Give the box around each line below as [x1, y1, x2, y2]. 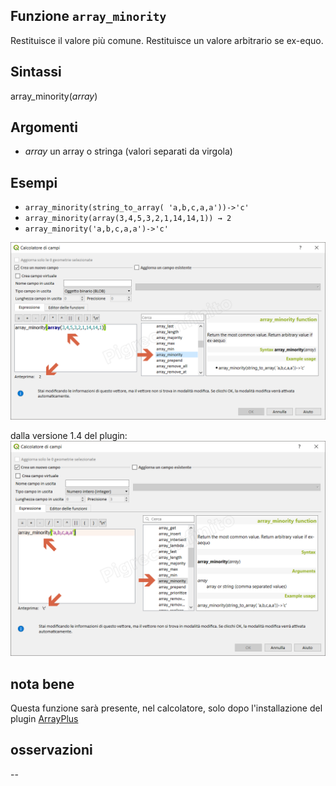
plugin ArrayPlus [10, 713, 79, 725]
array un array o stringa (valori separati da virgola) [24, 145, 233, 158]
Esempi [10, 174, 58, 191]
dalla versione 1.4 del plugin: [10, 429, 128, 441]
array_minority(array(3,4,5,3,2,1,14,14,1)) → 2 [24, 214, 232, 224]
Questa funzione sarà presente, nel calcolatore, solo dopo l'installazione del [10, 702, 323, 714]
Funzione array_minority [10, 8, 167, 25]
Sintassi [10, 64, 62, 81]
